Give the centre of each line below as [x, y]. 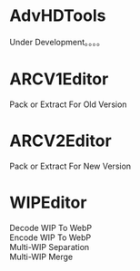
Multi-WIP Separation [50, 247]
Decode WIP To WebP [51, 227]
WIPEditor [48, 203]
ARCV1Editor [59, 79]
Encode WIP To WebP [50, 237]
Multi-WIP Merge [41, 256]
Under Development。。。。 [57, 42]
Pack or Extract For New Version [70, 166]
